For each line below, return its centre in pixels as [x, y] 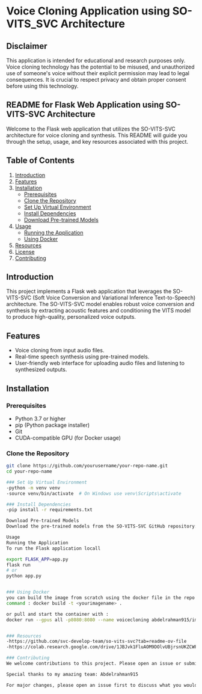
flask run [19, 565]
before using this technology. [42, 86]
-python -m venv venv [33, 488]
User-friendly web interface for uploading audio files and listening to [100, 363]
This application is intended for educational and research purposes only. [96, 60]
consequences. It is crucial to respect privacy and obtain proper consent [96, 80]
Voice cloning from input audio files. [60, 351]
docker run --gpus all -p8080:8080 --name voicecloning [78, 620]
